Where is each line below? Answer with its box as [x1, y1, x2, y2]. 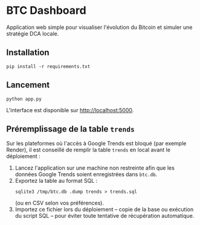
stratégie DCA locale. [6, 30, 59, 37]
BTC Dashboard [6, 4, 86, 17]
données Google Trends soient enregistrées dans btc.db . [15, 171, 158, 178]
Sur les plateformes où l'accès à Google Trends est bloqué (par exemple [6, 140, 187, 147]
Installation [6, 48, 50, 58]
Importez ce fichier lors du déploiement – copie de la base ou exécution [15, 206, 194, 213]
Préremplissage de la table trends [6, 124, 135, 134]
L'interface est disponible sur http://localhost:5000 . [6, 106, 134, 113]
